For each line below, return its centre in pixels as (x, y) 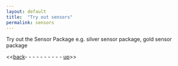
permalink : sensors (30, 22)
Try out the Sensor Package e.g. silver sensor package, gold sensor (89, 39)
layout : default (26, 11)
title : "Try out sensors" (39, 17)
